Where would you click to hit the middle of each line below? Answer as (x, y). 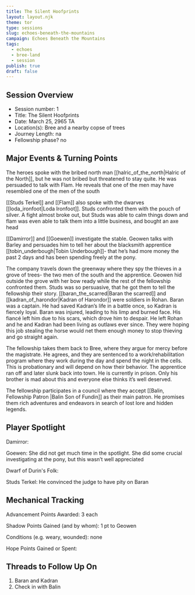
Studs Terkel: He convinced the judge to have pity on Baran (77, 482)
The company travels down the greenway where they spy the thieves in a (94, 268)
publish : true (23, 66)
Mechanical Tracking (45, 500)
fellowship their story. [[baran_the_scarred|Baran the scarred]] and (86, 293)
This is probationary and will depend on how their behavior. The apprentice (96, 366)
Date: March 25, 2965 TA (45, 122)
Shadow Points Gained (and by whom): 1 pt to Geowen (71, 525)
